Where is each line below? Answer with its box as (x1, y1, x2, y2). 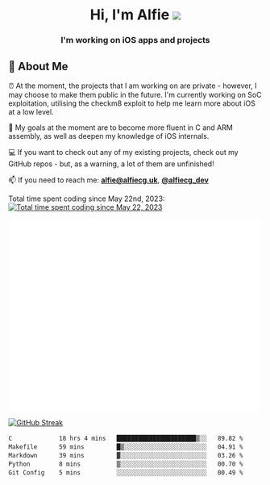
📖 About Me (8, 59, 69, 73)
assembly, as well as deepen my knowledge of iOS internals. (8, 131, 210, 140)
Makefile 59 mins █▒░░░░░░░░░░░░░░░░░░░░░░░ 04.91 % (8, 443, 243, 451)
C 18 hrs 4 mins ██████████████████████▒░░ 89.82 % (8, 434, 243, 443)
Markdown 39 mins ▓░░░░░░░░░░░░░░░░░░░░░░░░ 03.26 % (8, 451, 243, 459)
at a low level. (8, 107, 54, 116)
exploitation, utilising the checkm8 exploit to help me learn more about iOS (8, 98, 255, 108)
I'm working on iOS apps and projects (60, 35, 211, 46)
